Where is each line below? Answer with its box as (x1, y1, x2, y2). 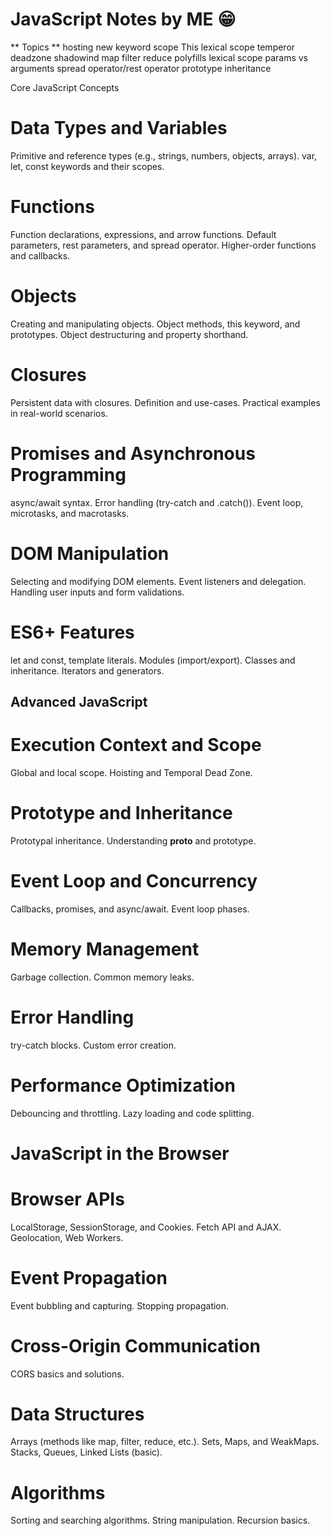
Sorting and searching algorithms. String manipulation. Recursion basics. (10, 1514, 311, 1527)
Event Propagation (10, 1266, 168, 1289)
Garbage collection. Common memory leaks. (10, 971, 195, 983)
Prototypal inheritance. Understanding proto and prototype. (10, 834, 257, 847)
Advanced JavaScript (10, 693, 148, 710)
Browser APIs (10, 1188, 125, 1210)
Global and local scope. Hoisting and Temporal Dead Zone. (10, 766, 253, 778)
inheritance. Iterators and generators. (10, 664, 165, 677)
